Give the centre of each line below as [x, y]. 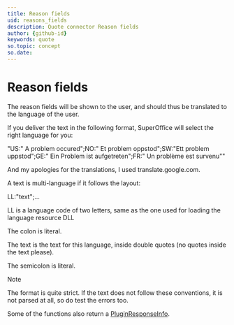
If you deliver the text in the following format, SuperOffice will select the [111, 127]
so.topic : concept [34, 46]
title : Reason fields [39, 14]
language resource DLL [41, 217]
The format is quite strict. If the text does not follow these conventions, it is [115, 292]
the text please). [31, 252]
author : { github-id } [37, 33]
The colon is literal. [35, 231]
